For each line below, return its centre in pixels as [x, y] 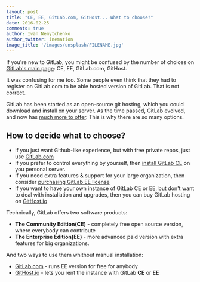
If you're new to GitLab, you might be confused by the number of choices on [100, 62]
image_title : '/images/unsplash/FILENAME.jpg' [65, 45]
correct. [16, 93]
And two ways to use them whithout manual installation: [75, 255]
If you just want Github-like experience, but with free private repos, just [102, 150]
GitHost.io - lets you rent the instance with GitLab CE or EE [87, 272]
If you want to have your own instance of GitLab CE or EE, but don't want [104, 188]
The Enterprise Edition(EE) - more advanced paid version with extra [99, 237]
